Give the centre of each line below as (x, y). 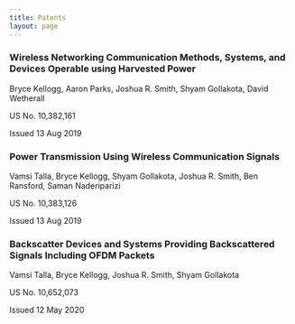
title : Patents (38, 18)
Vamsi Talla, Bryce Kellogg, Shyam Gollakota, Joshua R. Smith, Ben (134, 176)
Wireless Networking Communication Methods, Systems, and (147, 58)
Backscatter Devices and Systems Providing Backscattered (142, 245)
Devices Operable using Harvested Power (103, 69)
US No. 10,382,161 (42, 116)
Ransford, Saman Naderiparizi (65, 186)
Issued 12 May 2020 (47, 310)
